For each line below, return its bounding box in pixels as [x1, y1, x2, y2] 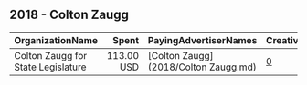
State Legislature [14, 61, 87, 73]
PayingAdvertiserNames [147, 33, 258, 46]
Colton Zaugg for [14, 49, 88, 61]
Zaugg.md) [208, 61, 258, 73]
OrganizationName [14, 33, 99, 46]
